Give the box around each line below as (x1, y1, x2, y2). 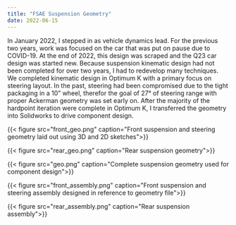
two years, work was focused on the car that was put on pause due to (7, 44, 211, 52)
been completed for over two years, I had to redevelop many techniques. (7, 66, 218, 75)
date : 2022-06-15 (7, 17, 58, 24)
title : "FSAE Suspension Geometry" (7, 10, 112, 18)
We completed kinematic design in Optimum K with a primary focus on (7, 73, 212, 82)
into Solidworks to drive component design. (7, 111, 134, 120)
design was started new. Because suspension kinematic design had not (7, 59, 215, 67)
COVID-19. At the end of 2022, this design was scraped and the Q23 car (7, 51, 217, 60)
